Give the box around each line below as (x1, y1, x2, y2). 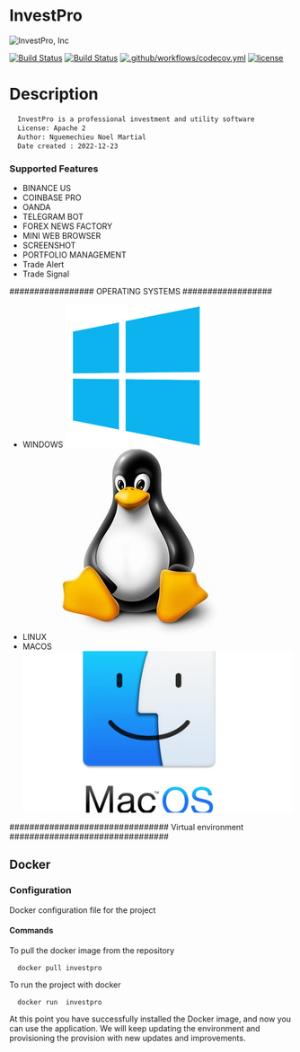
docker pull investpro (17, 963, 102, 972)
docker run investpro (17, 997, 102, 1006)
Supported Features (9, 162, 99, 175)
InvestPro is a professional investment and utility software (17, 114, 255, 124)
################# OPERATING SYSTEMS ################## (9, 286, 272, 297)
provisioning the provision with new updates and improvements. (9, 1032, 246, 1043)
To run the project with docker (9, 979, 121, 990)
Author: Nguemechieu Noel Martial (17, 132, 146, 142)
